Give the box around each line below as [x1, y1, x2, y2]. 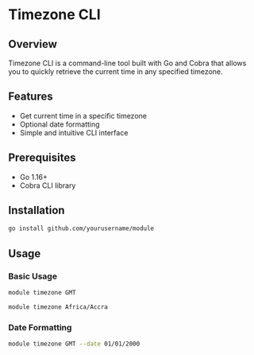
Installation [8, 204, 65, 217]
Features [8, 90, 53, 103]
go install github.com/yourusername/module [8, 224, 155, 232]
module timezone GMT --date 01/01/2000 [8, 340, 140, 348]
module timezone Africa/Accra [8, 302, 109, 311]
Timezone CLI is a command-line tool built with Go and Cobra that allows [8, 58, 247, 68]
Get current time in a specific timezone [19, 111, 147, 120]
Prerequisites [8, 151, 76, 165]
